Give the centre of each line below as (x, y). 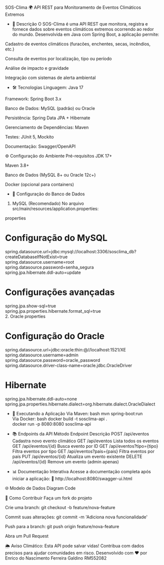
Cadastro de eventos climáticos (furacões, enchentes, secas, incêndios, (78, 44)
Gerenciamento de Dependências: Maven (47, 127)
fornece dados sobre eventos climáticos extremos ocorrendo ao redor (83, 29)
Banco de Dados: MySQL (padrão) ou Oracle (50, 108)
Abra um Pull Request (27, 536)
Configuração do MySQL (56, 238)
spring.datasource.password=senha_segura (49, 267)
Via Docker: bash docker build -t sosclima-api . (60, 419)
